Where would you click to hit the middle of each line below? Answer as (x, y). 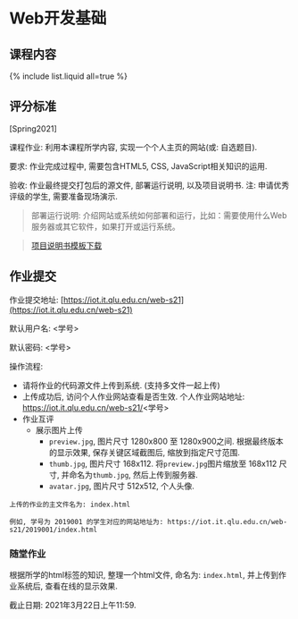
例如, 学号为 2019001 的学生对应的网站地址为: (87, 521)
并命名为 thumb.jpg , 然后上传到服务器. (129, 474)
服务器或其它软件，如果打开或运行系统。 (105, 226)
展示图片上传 (59, 429)
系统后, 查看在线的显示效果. (67, 586)
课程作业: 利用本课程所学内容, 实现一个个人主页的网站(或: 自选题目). (133, 147)
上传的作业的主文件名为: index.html (70, 505)
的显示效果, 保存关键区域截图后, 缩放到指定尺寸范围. (145, 452)
